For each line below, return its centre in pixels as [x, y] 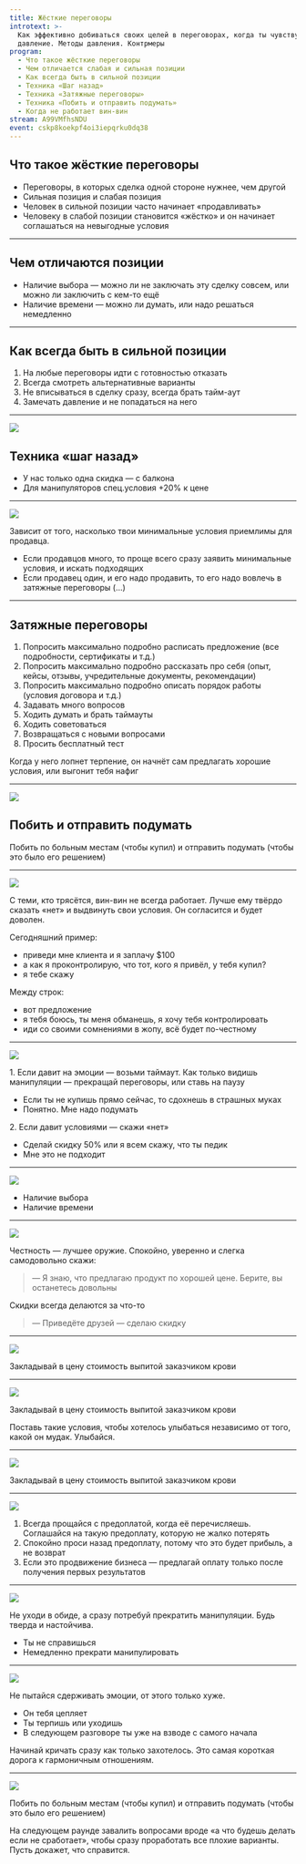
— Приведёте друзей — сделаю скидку [109, 1323]
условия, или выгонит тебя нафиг [74, 771]
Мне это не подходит [64, 1154]
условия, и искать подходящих [83, 568]
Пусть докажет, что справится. [70, 1849]
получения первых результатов [84, 1571]
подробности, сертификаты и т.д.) [89, 656]
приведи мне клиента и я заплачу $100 [99, 954]
